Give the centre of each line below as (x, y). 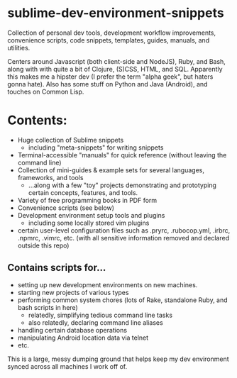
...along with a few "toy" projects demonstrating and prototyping (122, 185)
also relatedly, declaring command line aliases (95, 322)
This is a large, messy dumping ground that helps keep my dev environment (118, 359)
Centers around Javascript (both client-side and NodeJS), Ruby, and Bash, (116, 61)
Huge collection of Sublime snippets (71, 140)
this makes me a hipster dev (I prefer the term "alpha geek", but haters (110, 77)
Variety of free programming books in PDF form (87, 200)
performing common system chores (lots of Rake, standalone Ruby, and (123, 300)
